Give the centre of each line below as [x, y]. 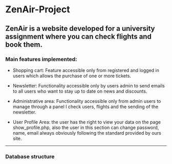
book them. [24, 44]
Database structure [30, 156]
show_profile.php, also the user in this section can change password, [86, 127]
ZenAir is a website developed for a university [80, 29]
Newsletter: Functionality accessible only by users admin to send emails [89, 85]
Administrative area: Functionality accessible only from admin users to [87, 101]
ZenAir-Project [38, 10]
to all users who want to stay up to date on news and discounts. [80, 91]
